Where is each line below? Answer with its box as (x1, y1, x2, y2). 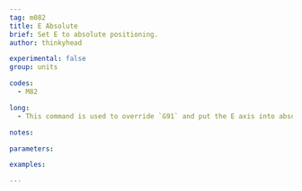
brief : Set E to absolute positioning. (9, 30, 159, 39)
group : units (9, 63, 58, 72)
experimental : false (9, 55, 87, 64)
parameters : (9, 144, 54, 153)
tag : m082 (9, 13, 47, 22)
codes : (9, 79, 34, 88)
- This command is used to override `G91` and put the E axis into (17, 111, 276, 121)
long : (9, 103, 30, 112)
